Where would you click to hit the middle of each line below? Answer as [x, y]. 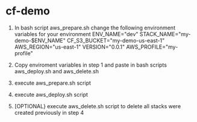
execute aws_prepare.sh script [53, 83]
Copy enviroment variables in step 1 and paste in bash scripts [90, 65]
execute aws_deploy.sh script [51, 94]
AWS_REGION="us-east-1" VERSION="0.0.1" [70, 47]
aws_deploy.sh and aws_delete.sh [56, 71]
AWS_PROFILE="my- [152, 47]
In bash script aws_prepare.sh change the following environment [95, 28]
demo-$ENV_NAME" [40, 40]
